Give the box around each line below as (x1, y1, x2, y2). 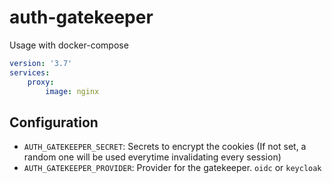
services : (9, 67, 51, 78)
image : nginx (45, 86, 100, 96)
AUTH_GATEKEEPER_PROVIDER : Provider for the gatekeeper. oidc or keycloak (23, 162, 322, 174)
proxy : (27, 77, 55, 87)
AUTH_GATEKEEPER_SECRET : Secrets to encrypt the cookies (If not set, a (23, 141, 307, 153)
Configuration (9, 114, 99, 131)
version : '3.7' (9, 58, 73, 68)
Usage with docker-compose (9, 39, 129, 51)
